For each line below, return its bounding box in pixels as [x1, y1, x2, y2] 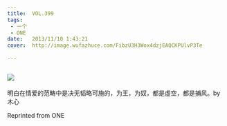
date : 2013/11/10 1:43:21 [7, 36, 89, 43]
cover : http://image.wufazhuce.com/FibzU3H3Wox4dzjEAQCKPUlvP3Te [7, 42, 203, 49]
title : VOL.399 [7, 10, 54, 17]
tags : [7, 17, 23, 23]
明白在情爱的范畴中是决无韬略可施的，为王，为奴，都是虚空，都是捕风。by [7, 89, 221, 97]
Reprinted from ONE [7, 111, 65, 119]
